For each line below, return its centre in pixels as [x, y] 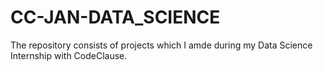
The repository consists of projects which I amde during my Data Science [161, 45]
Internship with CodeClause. [69, 55]
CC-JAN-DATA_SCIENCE [115, 17]
